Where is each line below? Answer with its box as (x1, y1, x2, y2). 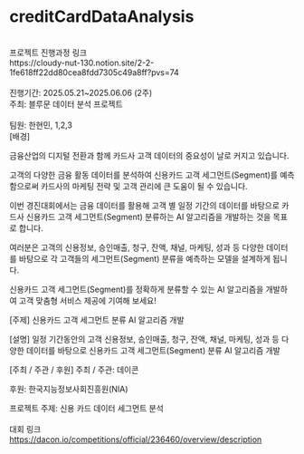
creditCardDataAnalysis (9, 6, 195, 27)
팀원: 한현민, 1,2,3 (9, 120, 72, 130)
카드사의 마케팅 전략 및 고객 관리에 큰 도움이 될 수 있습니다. (40, 180, 248, 191)
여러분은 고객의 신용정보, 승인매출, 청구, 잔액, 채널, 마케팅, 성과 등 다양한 (9, 242, 264, 253)
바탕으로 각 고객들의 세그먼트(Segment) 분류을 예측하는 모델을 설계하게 (18, 253, 271, 264)
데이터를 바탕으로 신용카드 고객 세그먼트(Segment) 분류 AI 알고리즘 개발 (25, 344, 280, 355)
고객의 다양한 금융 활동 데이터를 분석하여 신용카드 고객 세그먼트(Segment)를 (9, 169, 279, 180)
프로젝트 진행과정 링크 (9, 47, 88, 58)
